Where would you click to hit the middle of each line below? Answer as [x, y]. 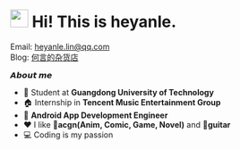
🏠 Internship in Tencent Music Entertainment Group [122, 102]
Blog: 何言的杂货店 [44, 57]
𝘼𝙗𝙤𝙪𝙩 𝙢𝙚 [31, 75]
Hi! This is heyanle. [104, 22]
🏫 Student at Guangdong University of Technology [118, 92]
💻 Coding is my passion [68, 135]
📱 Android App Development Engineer [95, 115]
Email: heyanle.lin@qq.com [60, 46]
